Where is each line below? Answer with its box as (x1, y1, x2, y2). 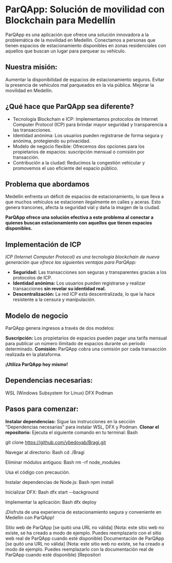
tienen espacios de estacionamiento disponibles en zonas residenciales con (5, 42, 166, 48)
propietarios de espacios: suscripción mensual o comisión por (12, 148, 145, 155)
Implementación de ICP (5, 240, 81, 249)
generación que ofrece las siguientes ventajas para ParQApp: (5, 259, 137, 266)
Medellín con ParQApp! (5, 514, 54, 520)
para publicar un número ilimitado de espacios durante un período (5, 341, 145, 346)
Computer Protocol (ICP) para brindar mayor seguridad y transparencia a (12, 121, 167, 127)
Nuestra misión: (5, 63, 58, 71)
